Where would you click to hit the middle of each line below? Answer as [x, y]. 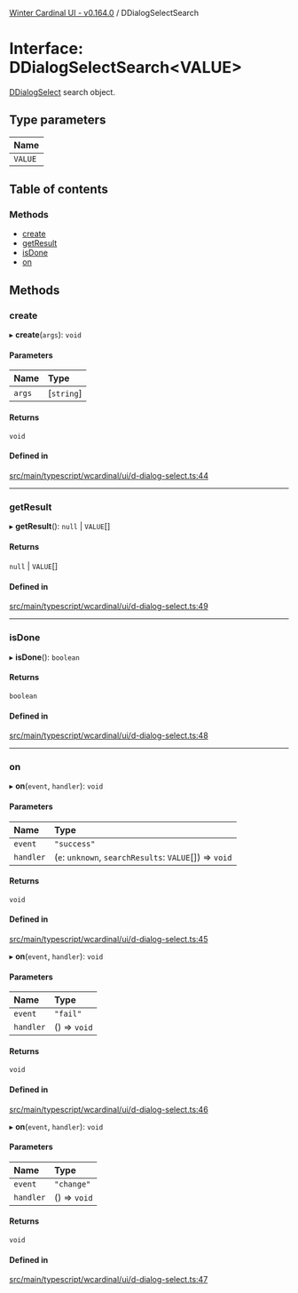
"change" [73, 1184]
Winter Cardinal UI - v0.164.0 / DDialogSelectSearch [104, 13]
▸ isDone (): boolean [44, 657]
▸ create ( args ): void [45, 335]
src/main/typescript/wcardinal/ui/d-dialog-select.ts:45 [109, 940]
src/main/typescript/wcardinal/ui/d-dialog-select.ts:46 [109, 1109]
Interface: [47, 49]
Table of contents [59, 190]
